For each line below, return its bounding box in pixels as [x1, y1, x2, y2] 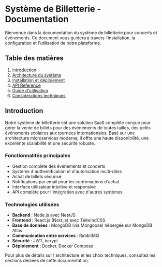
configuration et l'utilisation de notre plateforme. [5, 40, 102, 46]
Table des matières [5, 54, 64, 63]
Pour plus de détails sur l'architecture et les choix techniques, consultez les [5, 252, 156, 258]
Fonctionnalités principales [5, 152, 71, 159]
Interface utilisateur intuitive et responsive [12, 184, 96, 189]
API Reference [12, 82, 41, 88]
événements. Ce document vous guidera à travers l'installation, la [5, 35, 135, 41]
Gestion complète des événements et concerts [12, 163, 105, 169]
